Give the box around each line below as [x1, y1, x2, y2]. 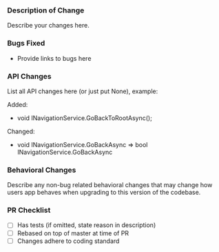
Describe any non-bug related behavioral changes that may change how [7, 181, 213, 189]
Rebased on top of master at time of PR [17, 229, 129, 237]
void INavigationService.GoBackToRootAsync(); [17, 113, 153, 122]
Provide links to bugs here [17, 54, 92, 62]
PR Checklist [7, 206, 51, 215]
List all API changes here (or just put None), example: [7, 87, 158, 95]
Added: [7, 100, 28, 108]
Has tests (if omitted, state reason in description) [17, 221, 156, 229]
